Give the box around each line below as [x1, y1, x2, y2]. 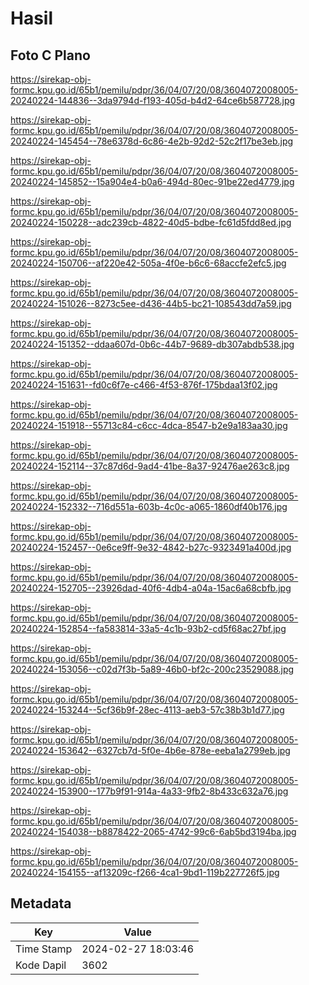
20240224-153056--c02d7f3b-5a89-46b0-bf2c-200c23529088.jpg [10, 663, 295, 675]
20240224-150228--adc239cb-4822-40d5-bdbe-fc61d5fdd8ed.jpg [10, 217, 292, 228]
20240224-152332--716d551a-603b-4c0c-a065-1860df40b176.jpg [10, 501, 288, 512]
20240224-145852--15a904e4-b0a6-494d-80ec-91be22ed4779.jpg [10, 176, 295, 187]
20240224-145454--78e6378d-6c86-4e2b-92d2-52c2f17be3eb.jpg [10, 135, 294, 147]
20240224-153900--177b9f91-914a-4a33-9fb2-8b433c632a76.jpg [10, 785, 289, 797]
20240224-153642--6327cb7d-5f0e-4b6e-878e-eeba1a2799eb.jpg [10, 745, 291, 756]
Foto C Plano [10, 47, 91, 64]
